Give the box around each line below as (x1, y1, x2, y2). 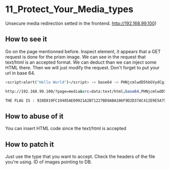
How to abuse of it (5, 112, 64, 120)
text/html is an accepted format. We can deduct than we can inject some (5, 59, 157, 65)
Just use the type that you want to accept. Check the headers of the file (5, 153, 155, 159)
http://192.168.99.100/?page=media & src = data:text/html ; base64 (5, 89, 139, 94)
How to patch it (5, 140, 54, 149)
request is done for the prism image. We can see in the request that (5, 54, 146, 60)
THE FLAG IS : (5, 98, 35, 103)
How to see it (5, 35, 47, 44)
